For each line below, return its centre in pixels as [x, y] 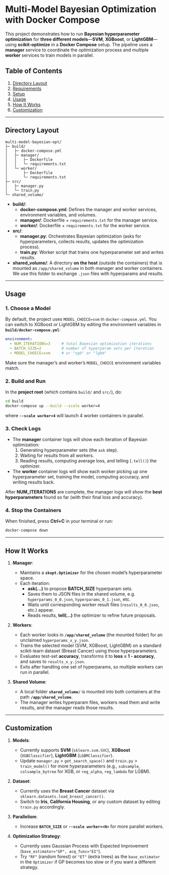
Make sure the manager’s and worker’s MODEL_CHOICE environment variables [83, 362]
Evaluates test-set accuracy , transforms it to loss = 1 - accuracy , [88, 656]
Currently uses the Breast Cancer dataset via [67, 791]
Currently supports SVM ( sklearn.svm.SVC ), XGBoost [75, 750]
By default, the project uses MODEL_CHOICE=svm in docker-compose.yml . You [81, 319]
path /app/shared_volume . [46, 697]
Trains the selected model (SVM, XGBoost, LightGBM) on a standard [91, 646]
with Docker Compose [53, 20]
